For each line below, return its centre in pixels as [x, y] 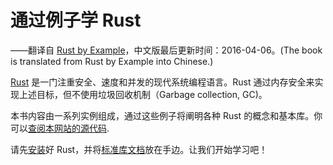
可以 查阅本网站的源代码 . [60, 128]
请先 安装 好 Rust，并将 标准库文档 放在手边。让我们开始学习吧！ [139, 149]
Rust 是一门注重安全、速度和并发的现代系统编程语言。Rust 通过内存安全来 [162, 82]
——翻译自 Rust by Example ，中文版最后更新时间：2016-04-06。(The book [166, 50]
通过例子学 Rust [76, 20]
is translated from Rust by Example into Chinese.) [112, 61]
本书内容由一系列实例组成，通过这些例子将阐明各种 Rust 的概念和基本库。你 [166, 115]
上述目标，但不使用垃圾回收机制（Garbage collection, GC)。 [143, 94]
